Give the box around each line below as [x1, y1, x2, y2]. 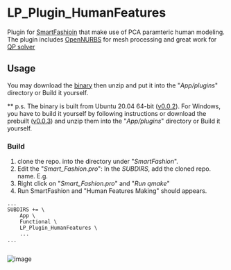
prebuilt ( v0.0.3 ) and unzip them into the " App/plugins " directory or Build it [7, 117, 221, 125]
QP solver [7, 42, 35, 51]
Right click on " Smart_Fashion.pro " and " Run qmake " [17, 179, 170, 188]
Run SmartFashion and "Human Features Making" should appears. [17, 187, 207, 195]
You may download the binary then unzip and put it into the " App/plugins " [7, 81, 219, 90]
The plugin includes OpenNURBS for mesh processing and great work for [7, 35, 217, 43]
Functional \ [19, 219, 58, 226]
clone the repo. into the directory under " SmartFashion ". [17, 158, 179, 166]
